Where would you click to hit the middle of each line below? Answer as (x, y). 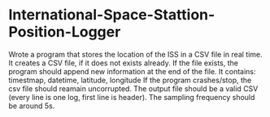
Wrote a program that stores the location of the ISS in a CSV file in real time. (135, 54)
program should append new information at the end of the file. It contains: (132, 71)
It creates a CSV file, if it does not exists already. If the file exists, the (123, 63)
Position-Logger (65, 32)
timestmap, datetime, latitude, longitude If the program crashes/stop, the (130, 80)
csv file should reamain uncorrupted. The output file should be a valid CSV (133, 88)
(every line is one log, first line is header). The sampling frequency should (132, 97)
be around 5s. (32, 106)
